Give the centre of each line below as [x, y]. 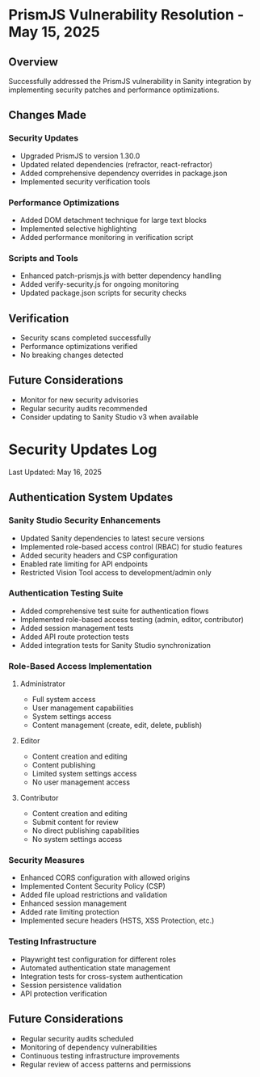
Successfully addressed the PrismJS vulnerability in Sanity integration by [130, 81]
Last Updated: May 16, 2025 [55, 472]
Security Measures [46, 860]
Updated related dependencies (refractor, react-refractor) [116, 164]
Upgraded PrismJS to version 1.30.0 [80, 156]
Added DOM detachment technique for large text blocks [113, 220]
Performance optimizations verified [79, 347]
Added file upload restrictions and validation [94, 895]
